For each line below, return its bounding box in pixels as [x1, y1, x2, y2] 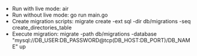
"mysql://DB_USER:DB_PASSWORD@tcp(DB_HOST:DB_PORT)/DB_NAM [11, 37, 191, 43]
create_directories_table [11, 24, 72, 31]
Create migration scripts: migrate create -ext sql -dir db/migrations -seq [11, 18, 191, 24]
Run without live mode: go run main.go [11, 11, 108, 18]
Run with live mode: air [11, 5, 69, 12]
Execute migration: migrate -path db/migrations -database [11, 30, 157, 38]
